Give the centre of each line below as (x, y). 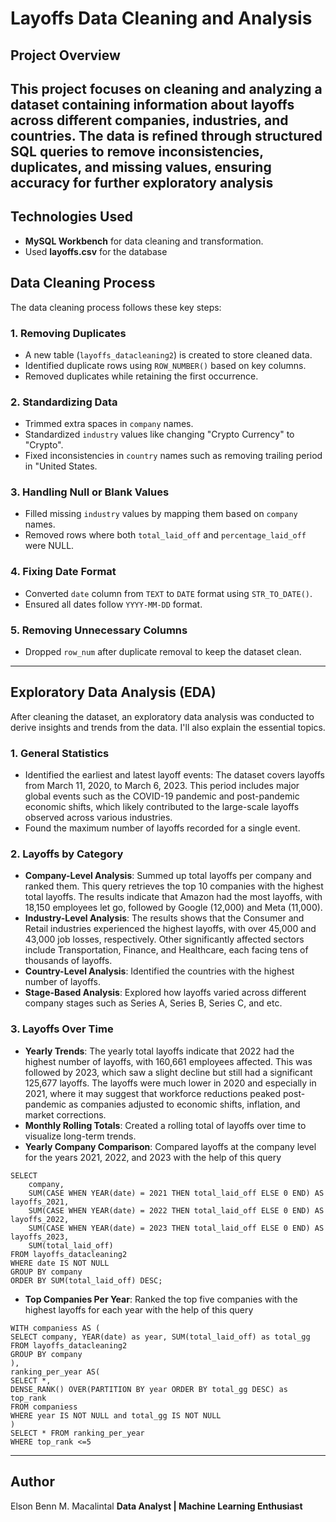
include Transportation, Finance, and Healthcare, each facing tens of (166, 950)
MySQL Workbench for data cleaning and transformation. (144, 241)
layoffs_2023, (40, 1237)
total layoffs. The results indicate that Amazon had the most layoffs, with (173, 897)
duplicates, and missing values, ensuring (141, 167)
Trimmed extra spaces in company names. (109, 424)
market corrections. (65, 1114)
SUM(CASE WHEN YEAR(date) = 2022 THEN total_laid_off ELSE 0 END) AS (176, 1210)
